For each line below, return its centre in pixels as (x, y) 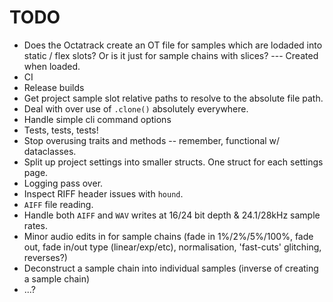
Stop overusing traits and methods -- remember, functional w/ (152, 140)
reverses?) (45, 257)
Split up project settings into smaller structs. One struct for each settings (173, 162)
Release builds (54, 87)
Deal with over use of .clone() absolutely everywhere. (136, 108)
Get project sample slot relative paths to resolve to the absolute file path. (173, 98)
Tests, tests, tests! (61, 130)
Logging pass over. (63, 183)
